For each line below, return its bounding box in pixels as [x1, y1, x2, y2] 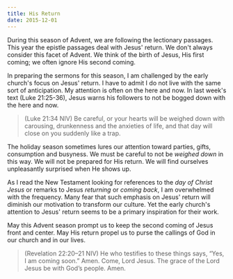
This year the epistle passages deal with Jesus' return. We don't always [7, 43, 214, 51]
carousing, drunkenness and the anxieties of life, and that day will [24, 121, 213, 130]
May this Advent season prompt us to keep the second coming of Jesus [7, 221, 214, 229]
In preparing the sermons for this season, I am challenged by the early [7, 71, 209, 80]
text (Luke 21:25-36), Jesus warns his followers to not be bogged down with [7, 93, 226, 101]
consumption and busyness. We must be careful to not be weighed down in [7, 150, 224, 158]
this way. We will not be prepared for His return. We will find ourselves [7, 157, 209, 165]
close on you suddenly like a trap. [24, 129, 121, 137]
